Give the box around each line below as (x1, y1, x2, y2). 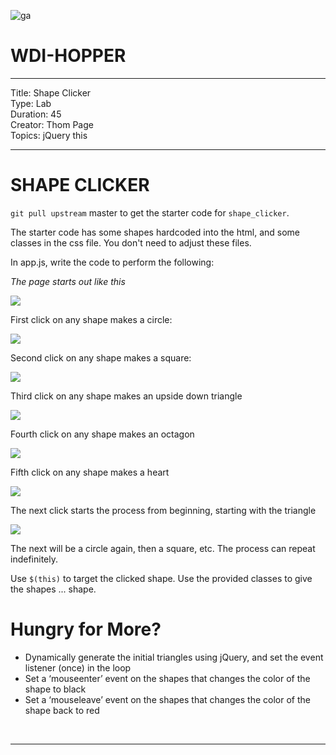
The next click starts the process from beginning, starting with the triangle (10, 504, 317, 516)
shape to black (24, 683, 87, 695)
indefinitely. (10, 553, 58, 565)
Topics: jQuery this (10, 129, 88, 141)
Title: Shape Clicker (10, 86, 92, 99)
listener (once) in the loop (24, 661, 132, 674)
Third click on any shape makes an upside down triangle (10, 390, 243, 402)
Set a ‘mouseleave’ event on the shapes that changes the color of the (24, 693, 311, 705)
